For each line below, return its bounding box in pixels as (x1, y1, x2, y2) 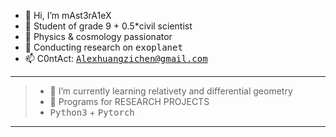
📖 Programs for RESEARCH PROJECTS (49, 96, 210, 107)
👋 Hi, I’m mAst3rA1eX (24, 10, 112, 21)
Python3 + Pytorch (49, 106, 135, 118)
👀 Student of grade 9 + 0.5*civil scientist (24, 20, 193, 32)
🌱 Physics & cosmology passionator (24, 31, 173, 42)
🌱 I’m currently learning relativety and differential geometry (49, 85, 293, 97)
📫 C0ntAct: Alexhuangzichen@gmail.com (24, 53, 208, 64)
